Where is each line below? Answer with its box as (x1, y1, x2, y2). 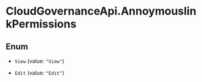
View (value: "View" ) (14, 58, 65, 64)
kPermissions (5, 17, 77, 31)
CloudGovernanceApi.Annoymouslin (5, 4, 197, 18)
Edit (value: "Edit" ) (14, 69, 65, 77)
